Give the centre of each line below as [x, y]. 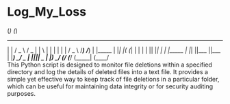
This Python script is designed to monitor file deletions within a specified [110, 65]
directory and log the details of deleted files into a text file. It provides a [108, 71]
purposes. [22, 93]
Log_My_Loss [47, 12]
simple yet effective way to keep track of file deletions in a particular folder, [113, 79]
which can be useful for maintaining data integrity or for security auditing [110, 86]
